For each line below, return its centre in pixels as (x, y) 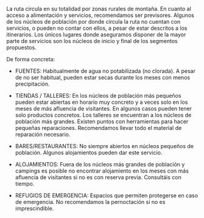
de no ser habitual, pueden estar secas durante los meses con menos (103, 77)
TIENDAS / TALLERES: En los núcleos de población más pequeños (98, 96)
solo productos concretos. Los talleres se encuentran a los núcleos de (103, 115)
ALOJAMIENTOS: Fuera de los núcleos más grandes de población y (100, 164)
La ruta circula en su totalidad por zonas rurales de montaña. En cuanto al (99, 9)
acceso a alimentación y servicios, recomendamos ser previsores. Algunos (100, 15)
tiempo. (25, 184)
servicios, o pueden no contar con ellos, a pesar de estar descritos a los (97, 28)
